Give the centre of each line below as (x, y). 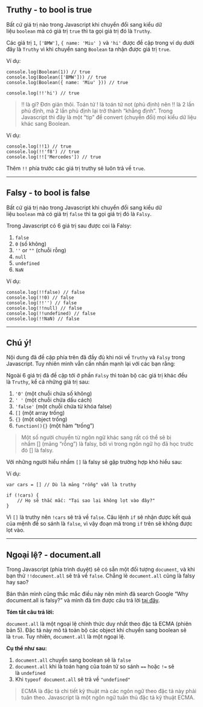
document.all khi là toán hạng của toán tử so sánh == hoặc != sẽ (95, 666)
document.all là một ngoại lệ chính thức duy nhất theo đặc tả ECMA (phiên (99, 624)
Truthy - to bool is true (49, 10)
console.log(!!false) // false (46, 292)
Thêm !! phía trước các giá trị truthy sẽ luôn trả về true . (76, 168)
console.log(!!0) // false (40, 298)
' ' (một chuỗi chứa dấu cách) (53, 400)
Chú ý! (19, 343)
